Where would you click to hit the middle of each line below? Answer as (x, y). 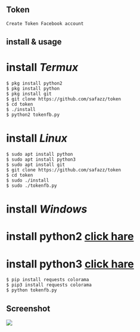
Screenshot (28, 308)
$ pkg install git (29, 94)
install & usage (34, 42)
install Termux (42, 67)
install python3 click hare (70, 264)
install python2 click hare (70, 237)
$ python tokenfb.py (32, 290)
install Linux (37, 138)
